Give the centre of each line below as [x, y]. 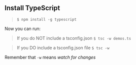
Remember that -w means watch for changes [50, 57]
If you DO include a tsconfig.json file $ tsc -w [63, 48]
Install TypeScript [32, 8]
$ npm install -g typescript [47, 19]
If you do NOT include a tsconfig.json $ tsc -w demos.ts [74, 38]
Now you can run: [23, 29]
